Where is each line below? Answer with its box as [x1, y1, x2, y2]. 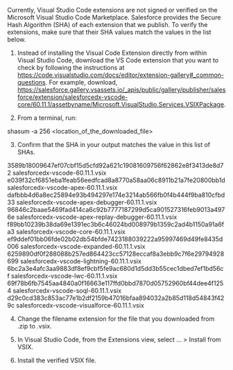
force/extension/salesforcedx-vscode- [17, 93, 128, 101]
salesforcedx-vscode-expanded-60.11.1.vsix [20, 243, 146, 250]
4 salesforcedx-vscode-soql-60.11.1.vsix [7, 287, 122, 294]
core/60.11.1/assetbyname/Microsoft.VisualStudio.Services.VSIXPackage [17, 100, 224, 108]
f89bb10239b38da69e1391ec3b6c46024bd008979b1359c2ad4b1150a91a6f [7, 220, 225, 228]
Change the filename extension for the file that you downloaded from [17, 315, 215, 323]
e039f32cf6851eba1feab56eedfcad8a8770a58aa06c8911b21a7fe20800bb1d [7, 176, 225, 184]
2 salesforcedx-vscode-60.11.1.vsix [7, 169, 107, 177]
